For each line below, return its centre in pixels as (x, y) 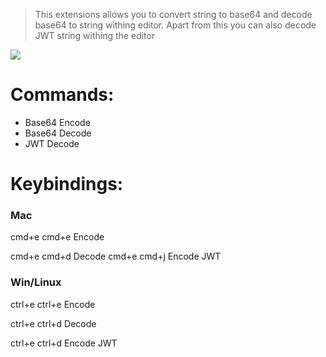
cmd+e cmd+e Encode (57, 237)
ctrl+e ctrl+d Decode (53, 323)
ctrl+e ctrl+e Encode (53, 304)
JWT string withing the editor (95, 35)
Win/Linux (36, 282)
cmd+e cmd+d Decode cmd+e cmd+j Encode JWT (116, 256)
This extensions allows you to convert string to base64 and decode (173, 14)
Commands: (62, 95)
